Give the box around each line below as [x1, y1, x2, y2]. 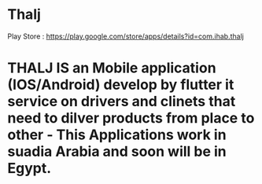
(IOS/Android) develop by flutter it [7, 76, 234, 94]
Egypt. [7, 160, 52, 178]
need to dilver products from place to [7, 109, 255, 127]
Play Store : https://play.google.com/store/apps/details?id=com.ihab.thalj [7, 31, 245, 41]
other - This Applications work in [7, 126, 227, 144]
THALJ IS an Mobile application [7, 59, 217, 77]
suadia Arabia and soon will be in [7, 143, 227, 160]
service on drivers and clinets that [7, 93, 236, 111]
